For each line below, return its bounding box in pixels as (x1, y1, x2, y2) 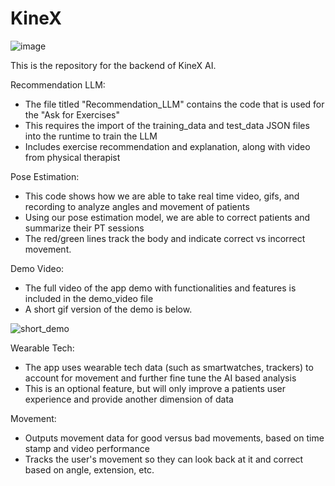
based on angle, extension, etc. (24, 463, 155, 476)
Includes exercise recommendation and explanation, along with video (24, 140, 311, 152)
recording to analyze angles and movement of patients (24, 200, 250, 212)
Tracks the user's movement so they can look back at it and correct (24, 453, 304, 465)
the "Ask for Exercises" (24, 108, 121, 121)
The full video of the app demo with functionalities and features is (24, 282, 297, 294)
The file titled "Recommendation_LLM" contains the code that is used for (24, 98, 325, 110)
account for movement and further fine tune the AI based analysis (24, 372, 297, 384)
